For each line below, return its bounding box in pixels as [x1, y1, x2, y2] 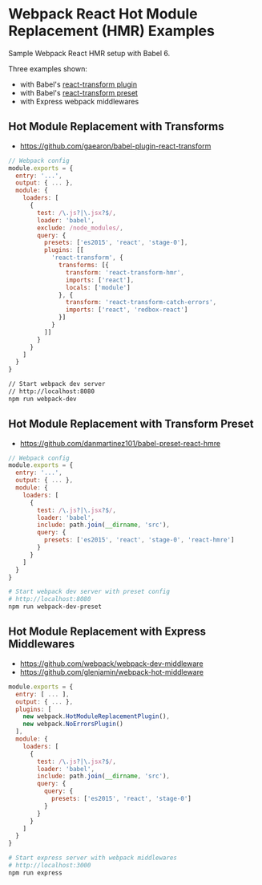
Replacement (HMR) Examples [8, 22, 215, 40]
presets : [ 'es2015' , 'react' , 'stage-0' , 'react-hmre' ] [43, 536, 235, 544]
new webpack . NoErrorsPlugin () [22, 720, 124, 729]
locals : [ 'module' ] [65, 283, 131, 291]
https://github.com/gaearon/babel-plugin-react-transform [19, 141, 212, 151]
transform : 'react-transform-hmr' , [65, 268, 184, 277]
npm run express [8, 868, 62, 877]
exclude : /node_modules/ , [37, 224, 124, 232]
